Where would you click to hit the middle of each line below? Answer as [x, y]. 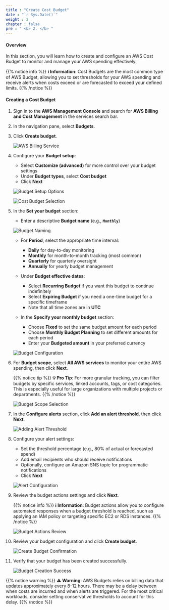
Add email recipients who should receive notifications [76, 459]
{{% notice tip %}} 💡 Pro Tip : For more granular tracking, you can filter [86, 378]
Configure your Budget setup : [44, 155]
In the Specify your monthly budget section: [67, 317]
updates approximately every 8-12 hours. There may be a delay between [81, 586]
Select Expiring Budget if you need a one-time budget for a [90, 296]
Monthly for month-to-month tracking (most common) [85, 255]
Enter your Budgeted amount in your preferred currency [87, 343]
